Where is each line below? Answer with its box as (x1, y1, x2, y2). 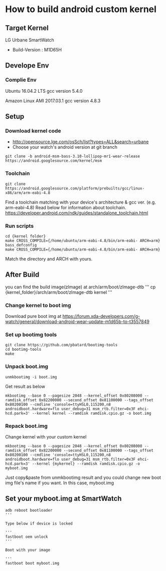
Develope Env (5, 61, 49, 70)
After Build (5, 271, 40, 279)
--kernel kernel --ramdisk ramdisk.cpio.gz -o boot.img (32, 411, 151, 416)
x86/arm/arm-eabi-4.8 (5, 190, 51, 195)
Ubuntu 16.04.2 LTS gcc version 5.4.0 (5, 88, 83, 94)
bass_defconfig (5, 242, 37, 247)
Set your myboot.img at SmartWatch (5, 494, 122, 503)
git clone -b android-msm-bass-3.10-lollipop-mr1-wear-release (5, 154, 140, 159)
